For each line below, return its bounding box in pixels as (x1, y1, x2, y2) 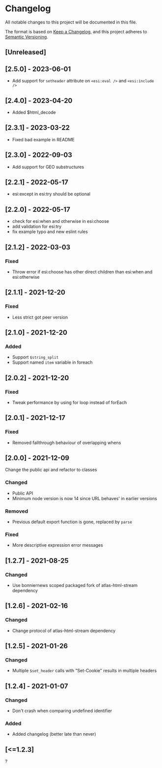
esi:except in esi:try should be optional (12, 191, 91, 197)
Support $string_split (12, 354, 59, 360)
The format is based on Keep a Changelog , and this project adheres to (5, 28, 147, 34)
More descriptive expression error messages (12, 542, 103, 548)
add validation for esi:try (12, 224, 62, 230)
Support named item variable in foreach (12, 359, 93, 366)
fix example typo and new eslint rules (12, 229, 88, 235)
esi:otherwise (12, 274, 40, 280)
